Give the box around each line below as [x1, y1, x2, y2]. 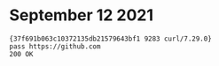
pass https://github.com [9, 41, 101, 51]
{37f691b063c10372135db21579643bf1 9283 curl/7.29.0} [9, 34, 213, 43]
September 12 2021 [9, 5, 153, 26]
